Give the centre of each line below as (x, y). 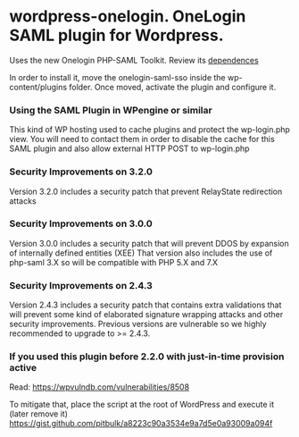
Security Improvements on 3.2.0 (81, 172)
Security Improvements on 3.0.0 (81, 223)
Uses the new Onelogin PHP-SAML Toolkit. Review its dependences (134, 60)
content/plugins (38, 87)
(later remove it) (39, 414)
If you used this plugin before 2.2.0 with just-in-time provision (147, 357)
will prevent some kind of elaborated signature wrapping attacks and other (146, 315)
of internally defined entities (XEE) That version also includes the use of (141, 253)
